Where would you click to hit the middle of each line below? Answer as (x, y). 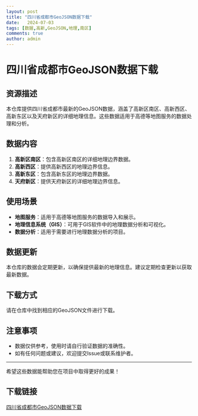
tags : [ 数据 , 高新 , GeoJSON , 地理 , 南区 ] (49, 28)
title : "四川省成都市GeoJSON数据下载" (49, 17)
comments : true (25, 34)
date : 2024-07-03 (30, 22)
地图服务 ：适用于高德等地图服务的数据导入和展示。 (77, 217)
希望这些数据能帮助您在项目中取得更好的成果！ (63, 371)
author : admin (24, 39)
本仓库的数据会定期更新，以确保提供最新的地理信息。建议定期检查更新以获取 (99, 267)
